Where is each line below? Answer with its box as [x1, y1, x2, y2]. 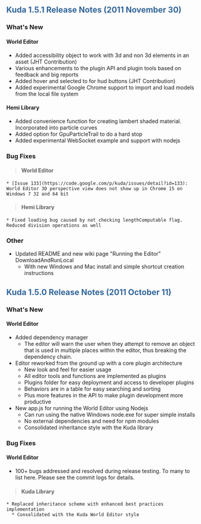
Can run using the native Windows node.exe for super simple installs [24, 411, 196, 418]
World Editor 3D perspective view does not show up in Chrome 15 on [6, 185, 183, 191]
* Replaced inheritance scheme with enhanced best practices [6, 501, 164, 508]
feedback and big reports [15, 71, 79, 78]
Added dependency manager [15, 333, 88, 341]
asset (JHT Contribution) [15, 58, 77, 65]
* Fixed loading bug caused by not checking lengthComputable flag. [6, 217, 183, 224]
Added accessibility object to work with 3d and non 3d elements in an [15, 51, 189, 59]
